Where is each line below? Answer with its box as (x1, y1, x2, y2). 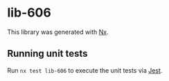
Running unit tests (7, 48, 88, 60)
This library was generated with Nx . (7, 28, 109, 36)
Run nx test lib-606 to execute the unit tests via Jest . (7, 66, 163, 74)
